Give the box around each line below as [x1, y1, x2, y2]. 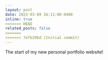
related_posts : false [5, 26, 51, 31]
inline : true [5, 16, 33, 21]
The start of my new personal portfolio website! [5, 48, 103, 55]
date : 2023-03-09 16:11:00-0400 [5, 12, 73, 17]
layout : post [5, 7, 33, 12]
